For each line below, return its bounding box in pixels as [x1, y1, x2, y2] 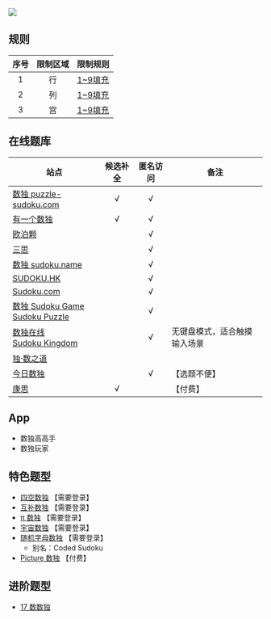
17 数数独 [19, 602, 51, 612]
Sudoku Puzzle [12, 311, 70, 322]
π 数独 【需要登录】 [19, 513, 86, 523]
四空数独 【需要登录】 [19, 493, 94, 503]
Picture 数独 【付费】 [19, 554, 91, 563]
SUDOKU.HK [12, 272, 61, 284]
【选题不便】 [171, 368, 220, 379]
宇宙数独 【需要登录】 [19, 523, 94, 533]
